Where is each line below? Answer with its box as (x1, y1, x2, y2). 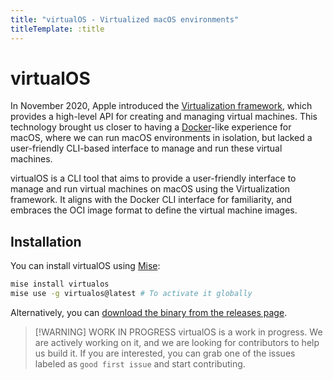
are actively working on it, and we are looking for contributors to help (34, 337, 320, 348)
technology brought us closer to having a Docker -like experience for (10, 121, 292, 133)
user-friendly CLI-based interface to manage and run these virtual (10, 142, 283, 155)
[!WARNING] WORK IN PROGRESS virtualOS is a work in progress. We (34, 326, 323, 338)
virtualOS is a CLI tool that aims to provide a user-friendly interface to (10, 172, 297, 185)
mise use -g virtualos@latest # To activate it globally (10, 289, 253, 299)
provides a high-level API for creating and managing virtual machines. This (10, 111, 318, 123)
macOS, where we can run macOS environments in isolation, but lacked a (10, 132, 313, 144)
